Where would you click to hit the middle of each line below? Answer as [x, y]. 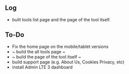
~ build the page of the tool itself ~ [46, 57]
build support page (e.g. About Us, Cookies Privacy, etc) [68, 62]
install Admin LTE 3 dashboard [42, 67]
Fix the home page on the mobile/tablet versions [60, 46]
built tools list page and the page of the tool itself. [61, 19]
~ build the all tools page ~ [39, 52]
